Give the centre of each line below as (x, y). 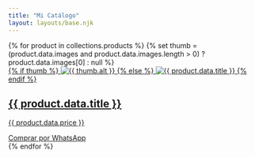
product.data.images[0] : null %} (61, 62)
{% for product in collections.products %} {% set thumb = (103, 45)
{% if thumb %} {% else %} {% (127, 70)
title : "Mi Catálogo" (44, 15)
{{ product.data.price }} (46, 122)
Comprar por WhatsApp (47, 138)
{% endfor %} (31, 146)
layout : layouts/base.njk (51, 23)
